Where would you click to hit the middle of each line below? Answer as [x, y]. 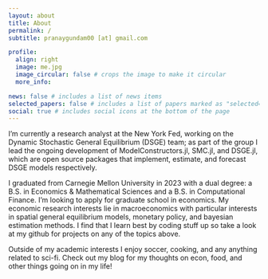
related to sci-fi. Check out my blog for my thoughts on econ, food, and [125, 258]
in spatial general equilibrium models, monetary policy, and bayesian [121, 217]
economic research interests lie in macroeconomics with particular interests [133, 209]
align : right [37, 60]
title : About [30, 23]
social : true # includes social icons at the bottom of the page [119, 111]
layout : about [32, 16]
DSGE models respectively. [53, 167]
